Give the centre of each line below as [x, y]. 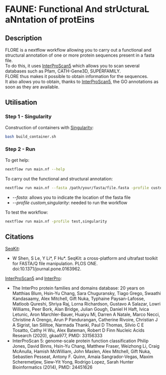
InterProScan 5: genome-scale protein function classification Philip [80, 341]
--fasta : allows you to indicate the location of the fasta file [71, 197]
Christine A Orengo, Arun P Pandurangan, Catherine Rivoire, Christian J [85, 320]
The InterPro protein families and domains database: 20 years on [78, 288]
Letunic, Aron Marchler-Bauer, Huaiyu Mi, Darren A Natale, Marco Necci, [86, 314]
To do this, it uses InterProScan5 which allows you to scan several [72, 66]
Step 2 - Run [20, 149]
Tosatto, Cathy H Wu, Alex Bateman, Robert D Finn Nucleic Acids [78, 330]
